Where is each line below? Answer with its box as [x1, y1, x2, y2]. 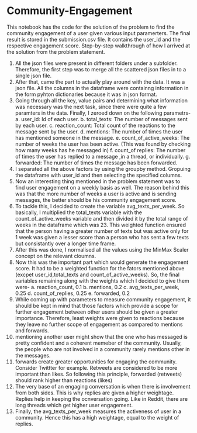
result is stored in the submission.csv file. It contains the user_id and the [6, 36, 181, 43]
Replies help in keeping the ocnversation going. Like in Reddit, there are [15, 395, 188, 402]
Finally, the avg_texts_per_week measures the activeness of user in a [15, 408, 182, 415]
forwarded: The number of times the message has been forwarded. [15, 159, 178, 166]
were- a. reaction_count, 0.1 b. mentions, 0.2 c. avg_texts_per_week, [15, 283, 180, 290]
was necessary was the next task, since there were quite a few [15, 103, 167, 110]
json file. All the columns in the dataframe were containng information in [15, 84, 189, 91]
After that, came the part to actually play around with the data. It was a [15, 78, 185, 85]
